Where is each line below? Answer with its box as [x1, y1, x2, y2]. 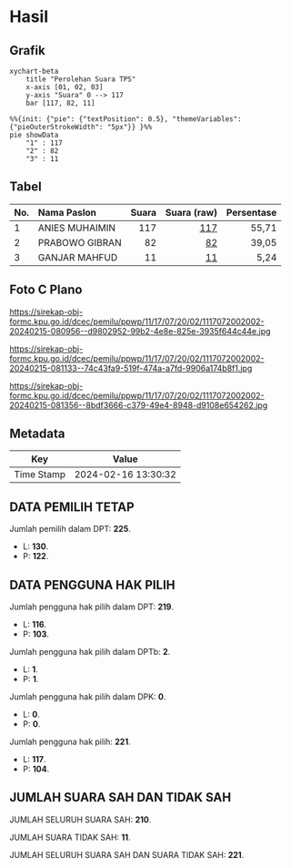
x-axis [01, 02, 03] [25, 83, 104, 92]
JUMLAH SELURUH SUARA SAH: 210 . [9, 813, 152, 825]
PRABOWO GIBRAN [37, 236, 122, 249]
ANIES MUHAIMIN [37, 221, 116, 234]
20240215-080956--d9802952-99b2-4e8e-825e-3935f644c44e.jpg [9, 325, 271, 336]
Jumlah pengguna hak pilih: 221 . [9, 736, 132, 748]
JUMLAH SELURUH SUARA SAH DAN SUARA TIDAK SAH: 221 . [9, 849, 245, 860]
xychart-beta [9, 66, 59, 76]
